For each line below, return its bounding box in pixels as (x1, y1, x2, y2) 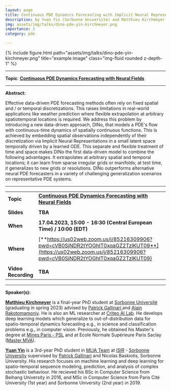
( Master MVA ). (5, 337, 36, 343)
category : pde (5, 31, 36, 36)
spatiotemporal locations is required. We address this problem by (5, 116, 142, 122)
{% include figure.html (5, 50, 52, 56)
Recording (8, 271, 34, 279)
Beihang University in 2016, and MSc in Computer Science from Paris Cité (5, 374, 160, 380)
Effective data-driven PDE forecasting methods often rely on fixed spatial (5, 100, 159, 106)
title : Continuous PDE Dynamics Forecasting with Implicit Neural (5, 12, 149, 17)
